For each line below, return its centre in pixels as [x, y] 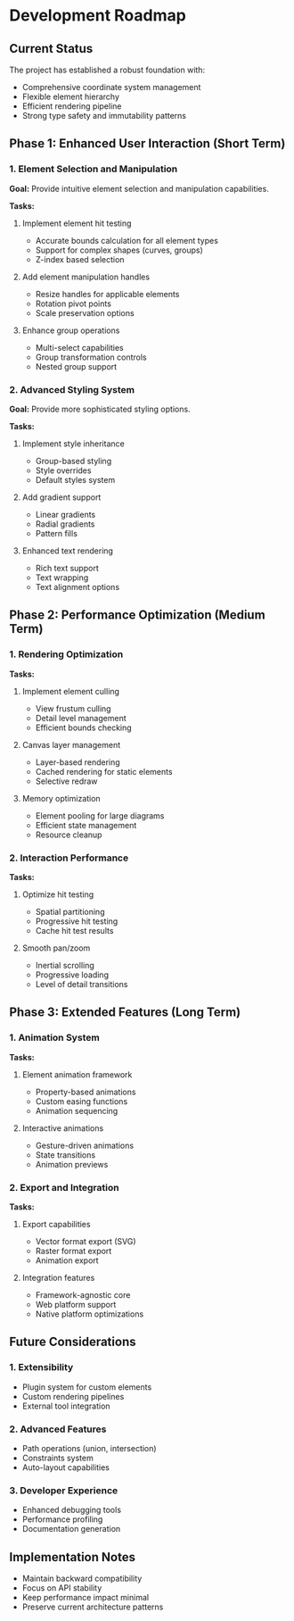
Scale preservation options [85, 312]
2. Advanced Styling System [72, 389]
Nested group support [76, 366]
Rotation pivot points [73, 303]
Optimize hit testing [58, 894]
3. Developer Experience [64, 1490]
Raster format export [73, 1251]
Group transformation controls [91, 357]
